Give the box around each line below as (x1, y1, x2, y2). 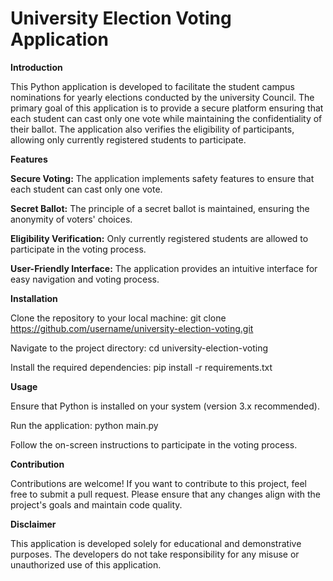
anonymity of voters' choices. (10, 213, 133, 225)
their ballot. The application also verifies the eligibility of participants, (10, 123, 295, 135)
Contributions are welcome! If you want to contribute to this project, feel (10, 477, 307, 489)
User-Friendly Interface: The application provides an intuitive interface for (10, 262, 318, 274)
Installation (10, 292, 58, 304)
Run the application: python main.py (10, 419, 159, 431)
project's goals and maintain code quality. (10, 498, 183, 511)
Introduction (10, 61, 63, 73)
